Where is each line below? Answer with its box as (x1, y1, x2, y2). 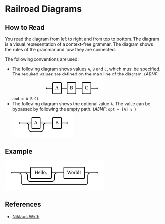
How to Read (5, 23, 45, 32)
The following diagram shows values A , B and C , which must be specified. (12, 66, 161, 72)
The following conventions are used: (5, 56, 79, 62)
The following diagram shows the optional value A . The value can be (12, 101, 151, 107)
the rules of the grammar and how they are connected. (5, 47, 116, 52)
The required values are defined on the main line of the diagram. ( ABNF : (12, 71, 159, 77)
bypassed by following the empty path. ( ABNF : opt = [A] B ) (12, 106, 136, 112)
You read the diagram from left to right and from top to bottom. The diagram (5, 36, 159, 42)
